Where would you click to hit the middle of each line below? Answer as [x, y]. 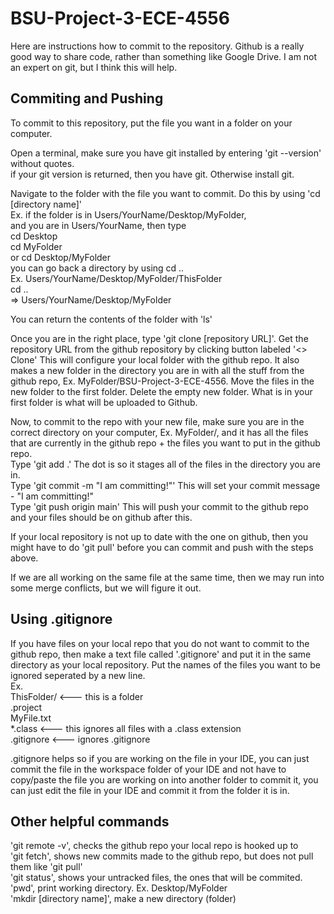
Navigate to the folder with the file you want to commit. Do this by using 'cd [165, 193]
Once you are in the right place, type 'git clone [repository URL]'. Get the [159, 338]
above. [24, 558]
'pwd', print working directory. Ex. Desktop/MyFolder [119, 888]
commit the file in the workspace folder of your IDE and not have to [148, 769]
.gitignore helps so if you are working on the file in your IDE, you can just [160, 758]
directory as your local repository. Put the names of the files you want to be [165, 664]
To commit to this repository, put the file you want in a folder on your [151, 123]
